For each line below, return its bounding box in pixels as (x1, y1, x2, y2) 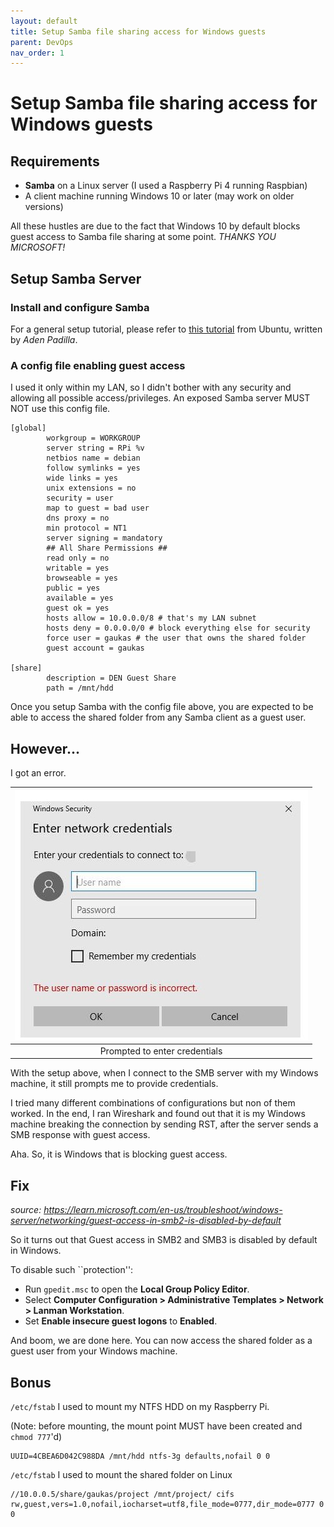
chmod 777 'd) (10, 1430, 63, 1442)
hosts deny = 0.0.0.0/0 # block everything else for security (46, 623, 311, 634)
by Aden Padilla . (10, 333, 78, 345)
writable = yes (46, 563, 110, 574)
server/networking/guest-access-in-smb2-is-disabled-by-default (10, 1215, 282, 1227)
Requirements (10, 153, 100, 170)
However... (10, 740, 80, 757)
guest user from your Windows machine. (10, 1345, 178, 1357)
